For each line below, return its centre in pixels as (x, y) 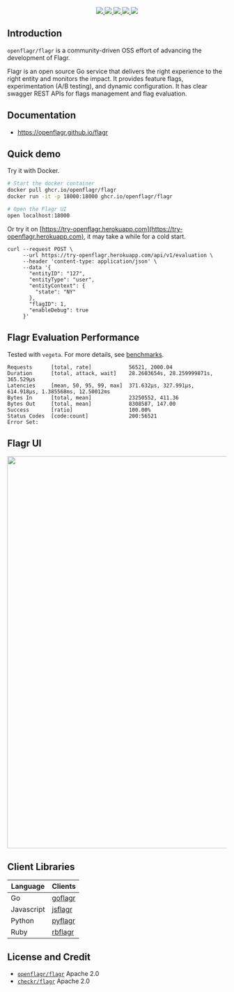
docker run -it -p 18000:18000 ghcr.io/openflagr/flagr (90, 197)
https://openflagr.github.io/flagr (63, 132)
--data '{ (37, 267)
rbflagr (63, 932)
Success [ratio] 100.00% (79, 410)
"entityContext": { (57, 286)
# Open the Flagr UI (37, 209)
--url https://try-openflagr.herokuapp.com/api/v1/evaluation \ (118, 255)
